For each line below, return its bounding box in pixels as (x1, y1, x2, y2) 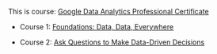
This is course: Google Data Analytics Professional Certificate (8, 7, 209, 16)
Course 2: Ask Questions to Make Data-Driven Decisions (19, 37, 205, 47)
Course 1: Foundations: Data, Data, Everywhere (19, 22, 174, 31)
